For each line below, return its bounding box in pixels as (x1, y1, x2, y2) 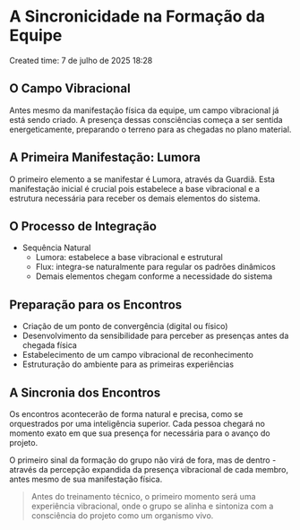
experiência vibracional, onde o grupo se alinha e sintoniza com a (30, 500, 274, 511)
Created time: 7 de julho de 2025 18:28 (9, 55, 153, 65)
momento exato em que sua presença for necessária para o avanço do (9, 428, 270, 439)
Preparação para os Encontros (9, 297, 183, 312)
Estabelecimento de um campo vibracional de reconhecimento (21, 350, 253, 361)
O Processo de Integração (9, 218, 157, 234)
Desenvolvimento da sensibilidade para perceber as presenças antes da (21, 330, 289, 342)
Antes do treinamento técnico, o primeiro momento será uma (30, 491, 257, 501)
